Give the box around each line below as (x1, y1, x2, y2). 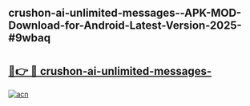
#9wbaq (8, 31, 50, 45)
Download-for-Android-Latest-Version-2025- (8, 19, 242, 33)
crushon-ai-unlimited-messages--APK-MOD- (8, 6, 242, 20)
